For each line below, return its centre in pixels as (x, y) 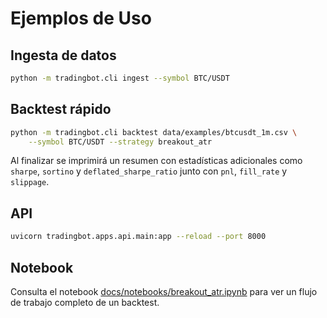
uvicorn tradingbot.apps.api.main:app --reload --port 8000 (138, 237)
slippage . (30, 182)
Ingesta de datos (63, 55)
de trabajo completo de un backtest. (85, 302)
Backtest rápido (61, 109)
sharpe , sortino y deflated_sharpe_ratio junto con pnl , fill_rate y (149, 171)
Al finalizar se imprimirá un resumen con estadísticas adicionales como (156, 161)
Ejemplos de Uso (81, 18)
